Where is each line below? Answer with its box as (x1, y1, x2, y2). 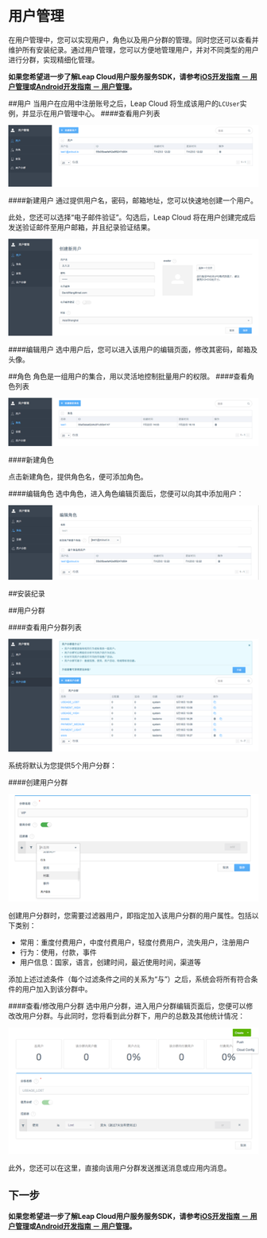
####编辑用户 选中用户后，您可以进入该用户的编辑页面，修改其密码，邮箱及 (8, 344, 258, 354)
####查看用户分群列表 (8, 623, 82, 632)
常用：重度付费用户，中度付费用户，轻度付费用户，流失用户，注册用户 (19, 937, 250, 947)
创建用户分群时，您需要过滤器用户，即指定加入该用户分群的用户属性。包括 (8, 911, 252, 921)
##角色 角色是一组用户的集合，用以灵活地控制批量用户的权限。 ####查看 (8, 371, 248, 381)
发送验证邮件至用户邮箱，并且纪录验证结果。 (8, 223, 155, 232)
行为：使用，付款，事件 (19, 948, 97, 957)
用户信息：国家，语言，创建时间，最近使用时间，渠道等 (19, 957, 201, 967)
